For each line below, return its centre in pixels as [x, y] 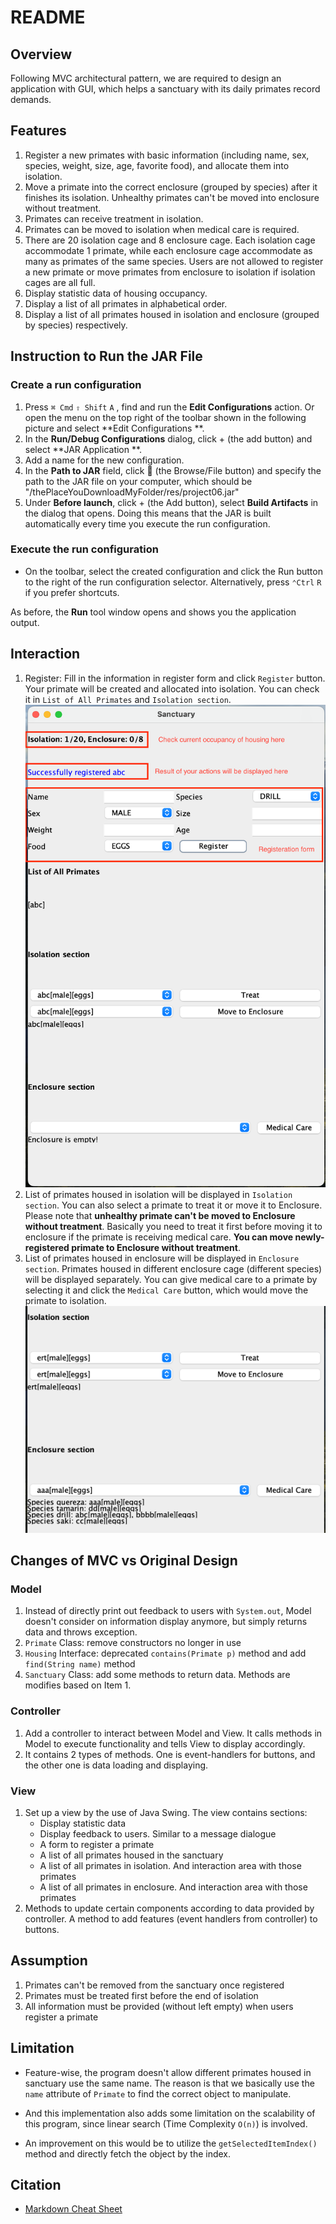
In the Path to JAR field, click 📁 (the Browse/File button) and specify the [173, 470]
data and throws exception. [81, 1632]
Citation [36, 2184]
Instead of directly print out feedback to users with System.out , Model [168, 1611]
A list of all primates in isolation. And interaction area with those [170, 1865]
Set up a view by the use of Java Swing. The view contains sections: [166, 1812]
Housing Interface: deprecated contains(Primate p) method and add [165, 1653]
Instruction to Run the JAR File [106, 356]
